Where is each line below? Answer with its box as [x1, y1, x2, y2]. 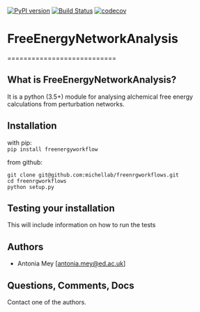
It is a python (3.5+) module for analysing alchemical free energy [7, 92, 194, 101]
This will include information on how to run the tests [7, 221, 156, 229]
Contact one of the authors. [7, 298, 87, 306]
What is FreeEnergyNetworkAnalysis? [7, 74, 177, 86]
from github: [7, 158, 43, 166]
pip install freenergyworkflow [7, 146, 98, 153]
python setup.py [7, 183, 54, 190]
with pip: [7, 138, 33, 147]
